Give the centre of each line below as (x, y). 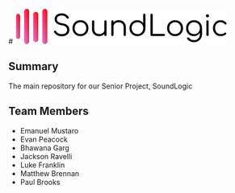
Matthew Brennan (50, 173)
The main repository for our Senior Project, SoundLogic (101, 86)
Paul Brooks (40, 182)
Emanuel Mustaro (49, 130)
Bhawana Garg (45, 148)
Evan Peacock (44, 139)
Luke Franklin (42, 165)
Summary (34, 66)
